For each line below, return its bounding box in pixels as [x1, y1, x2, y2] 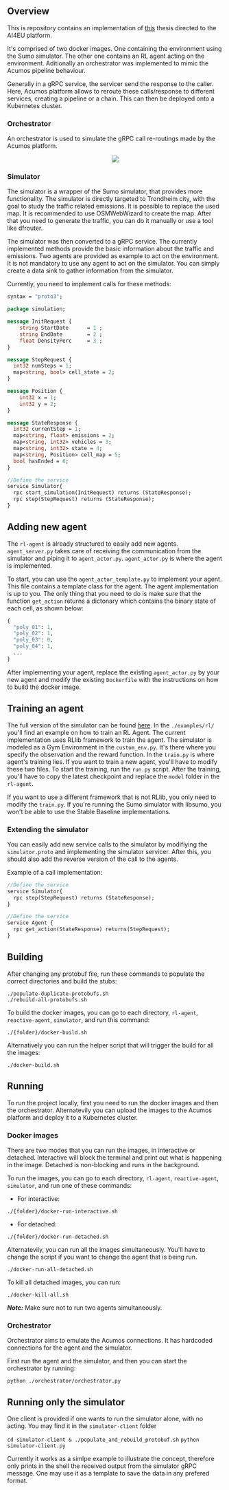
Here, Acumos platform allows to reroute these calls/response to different [7, 87, 215, 95]
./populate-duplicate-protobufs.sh [7, 990, 109, 997]
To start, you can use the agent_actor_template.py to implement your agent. [7, 575, 222, 583]
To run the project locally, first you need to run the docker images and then [7, 1098, 219, 1107]
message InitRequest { [7, 318, 72, 326]
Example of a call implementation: [7, 868, 103, 876]
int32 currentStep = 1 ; [13, 426, 81, 433]
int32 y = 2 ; [19, 401, 57, 407]
